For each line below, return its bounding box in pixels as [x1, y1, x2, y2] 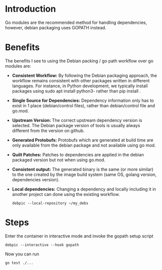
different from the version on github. [12, 128, 85, 134]
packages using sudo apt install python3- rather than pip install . [12, 88, 141, 94]
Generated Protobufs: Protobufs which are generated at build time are [12, 137, 154, 143]
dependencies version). [12, 176, 60, 182]
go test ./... [5, 260, 34, 265]
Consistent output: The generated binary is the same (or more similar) [12, 166, 154, 172]
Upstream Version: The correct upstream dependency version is [12, 117, 142, 123]
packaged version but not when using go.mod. [12, 157, 106, 163]
